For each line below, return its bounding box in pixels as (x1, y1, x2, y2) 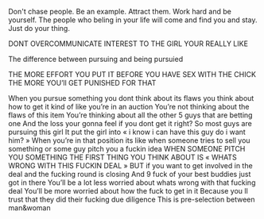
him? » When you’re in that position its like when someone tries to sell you (8, 136, 250, 145)
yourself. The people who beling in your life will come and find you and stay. (8, 15, 258, 25)
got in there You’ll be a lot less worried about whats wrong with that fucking (8, 178, 256, 187)
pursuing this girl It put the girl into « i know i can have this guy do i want (8, 127, 247, 136)
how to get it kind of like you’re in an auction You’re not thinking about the (8, 102, 250, 111)
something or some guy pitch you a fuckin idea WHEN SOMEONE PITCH (8, 144, 246, 153)
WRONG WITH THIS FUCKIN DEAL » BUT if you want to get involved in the (8, 161, 253, 170)
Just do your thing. (8, 24, 70, 33)
